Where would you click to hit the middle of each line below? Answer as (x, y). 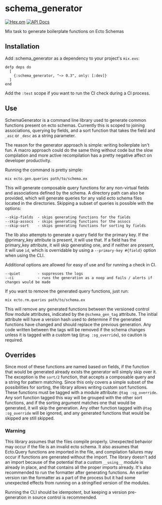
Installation (22, 47)
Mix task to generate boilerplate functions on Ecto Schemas (65, 31)
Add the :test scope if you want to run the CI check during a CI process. (78, 93)
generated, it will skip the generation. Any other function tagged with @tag (78, 408)
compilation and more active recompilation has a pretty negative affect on (79, 155)
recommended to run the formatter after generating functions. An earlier (77, 472)
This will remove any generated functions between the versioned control (77, 309)
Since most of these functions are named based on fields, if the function (77, 367)
